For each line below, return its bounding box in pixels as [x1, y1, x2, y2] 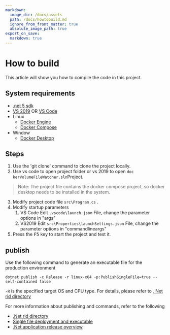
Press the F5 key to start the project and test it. [12, 231, 111, 238]
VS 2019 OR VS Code [12, 108, 57, 114]
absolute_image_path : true [10, 26, 67, 31]
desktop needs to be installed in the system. [17, 189, 111, 195]
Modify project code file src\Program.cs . [12, 199, 99, 205]
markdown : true [10, 36, 42, 41]
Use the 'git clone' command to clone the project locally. [12, 163, 131, 169]
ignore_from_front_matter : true [10, 21, 79, 27]
